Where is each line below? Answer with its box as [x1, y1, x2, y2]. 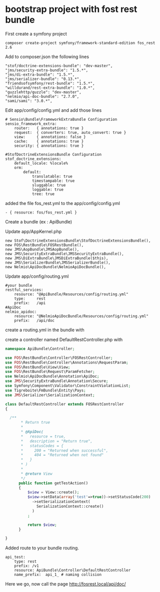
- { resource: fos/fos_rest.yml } [5, 210, 77, 215]
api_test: [5, 555, 26, 560]
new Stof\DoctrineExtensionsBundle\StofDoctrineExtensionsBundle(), [5, 238, 151, 243]
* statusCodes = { [20, 443, 64, 448]
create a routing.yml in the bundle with [5, 327, 85, 333]
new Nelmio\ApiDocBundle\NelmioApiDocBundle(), [5, 264, 106, 269]
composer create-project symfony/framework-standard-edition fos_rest [5, 40, 155, 46]
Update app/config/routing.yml [5, 273, 69, 279]
